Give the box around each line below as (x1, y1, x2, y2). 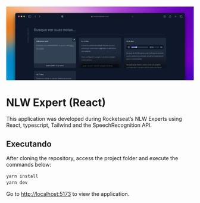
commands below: (6, 161, 52, 168)
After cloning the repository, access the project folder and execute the (6, 155, 179, 162)
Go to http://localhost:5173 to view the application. (6, 190, 130, 197)
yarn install (6, 173, 39, 179)
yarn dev (6, 179, 28, 185)
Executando (6, 139, 52, 149)
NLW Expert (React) (6, 96, 106, 109)
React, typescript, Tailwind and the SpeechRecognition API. (6, 121, 152, 129)
